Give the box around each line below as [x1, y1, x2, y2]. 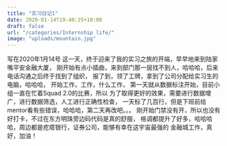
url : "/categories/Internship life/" [7, 29, 115, 36]
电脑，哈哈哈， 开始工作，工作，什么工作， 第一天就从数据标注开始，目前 [7, 81, 214, 89]
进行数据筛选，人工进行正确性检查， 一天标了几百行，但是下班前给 [18, 98, 206, 106]
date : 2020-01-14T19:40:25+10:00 [7, 16, 103, 23]
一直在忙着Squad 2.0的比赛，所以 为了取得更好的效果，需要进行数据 [12, 89, 206, 98]
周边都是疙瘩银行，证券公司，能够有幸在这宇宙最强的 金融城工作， [18, 123, 206, 132]
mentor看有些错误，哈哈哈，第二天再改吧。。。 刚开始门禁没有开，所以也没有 [7, 106, 221, 115]
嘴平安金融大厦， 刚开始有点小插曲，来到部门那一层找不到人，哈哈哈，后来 [7, 63, 219, 72]
